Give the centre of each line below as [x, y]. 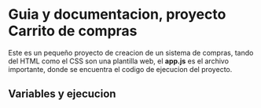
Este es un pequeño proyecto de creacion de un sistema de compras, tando [131, 52]
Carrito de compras [73, 31]
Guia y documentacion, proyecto [117, 14]
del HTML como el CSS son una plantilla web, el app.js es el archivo [119, 61]
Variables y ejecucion [62, 94]
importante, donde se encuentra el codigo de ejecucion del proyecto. [120, 69]
